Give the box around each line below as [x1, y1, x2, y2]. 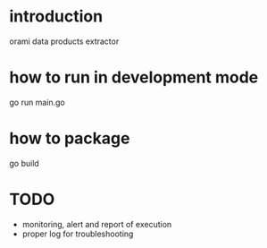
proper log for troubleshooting [21, 228, 134, 239]
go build [9, 158, 40, 168]
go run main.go [9, 97, 65, 107]
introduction [9, 6, 104, 27]
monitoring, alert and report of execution [21, 218, 172, 229]
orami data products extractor [9, 36, 120, 47]
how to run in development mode [9, 67, 259, 88]
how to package [9, 128, 130, 149]
